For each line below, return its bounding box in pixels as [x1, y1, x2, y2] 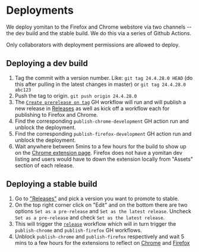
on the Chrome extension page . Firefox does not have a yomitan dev [14, 149, 183, 156]
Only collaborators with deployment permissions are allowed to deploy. [6, 41, 180, 48]
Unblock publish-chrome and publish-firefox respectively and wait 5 [14, 233, 185, 240]
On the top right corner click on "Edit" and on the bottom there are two [14, 201, 188, 209]
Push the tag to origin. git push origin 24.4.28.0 [14, 92, 137, 99]
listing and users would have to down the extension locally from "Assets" [14, 155, 193, 163]
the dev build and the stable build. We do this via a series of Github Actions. [6, 29, 192, 36]
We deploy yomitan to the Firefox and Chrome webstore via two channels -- [6, 23, 192, 30]
